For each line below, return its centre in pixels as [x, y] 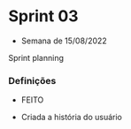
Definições [32, 80]
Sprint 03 [43, 16]
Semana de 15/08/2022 [64, 41]
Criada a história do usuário [72, 118]
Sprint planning [36, 57]
